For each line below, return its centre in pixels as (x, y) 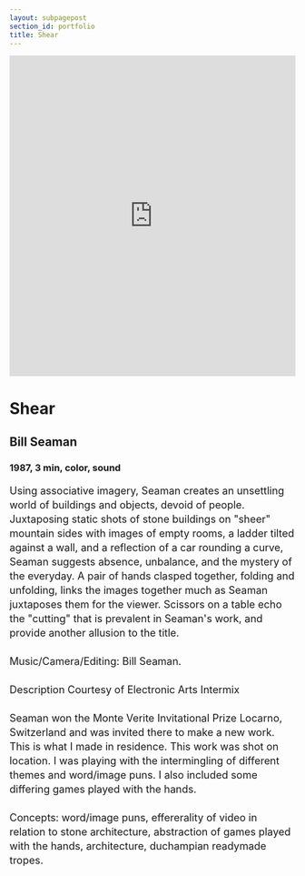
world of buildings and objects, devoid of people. (127, 504)
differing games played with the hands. (103, 789)
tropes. (26, 860)
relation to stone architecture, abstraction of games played (150, 831)
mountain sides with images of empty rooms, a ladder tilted (152, 533)
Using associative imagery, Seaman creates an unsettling (147, 490)
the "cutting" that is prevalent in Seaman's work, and (136, 618)
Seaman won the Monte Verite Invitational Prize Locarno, (146, 718)
